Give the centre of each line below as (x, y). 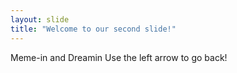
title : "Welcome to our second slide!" (93, 29)
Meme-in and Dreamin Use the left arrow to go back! (119, 57)
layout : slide (40, 19)
